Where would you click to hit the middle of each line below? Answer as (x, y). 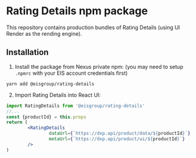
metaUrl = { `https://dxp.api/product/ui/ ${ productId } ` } (117, 139)
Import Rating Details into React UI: (58, 95)
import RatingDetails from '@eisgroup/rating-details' (76, 106)
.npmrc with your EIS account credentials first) (71, 73)
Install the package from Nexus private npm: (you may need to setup (99, 67)
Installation (27, 53)
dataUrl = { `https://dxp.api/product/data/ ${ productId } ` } (119, 134)
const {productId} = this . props (46, 117)
